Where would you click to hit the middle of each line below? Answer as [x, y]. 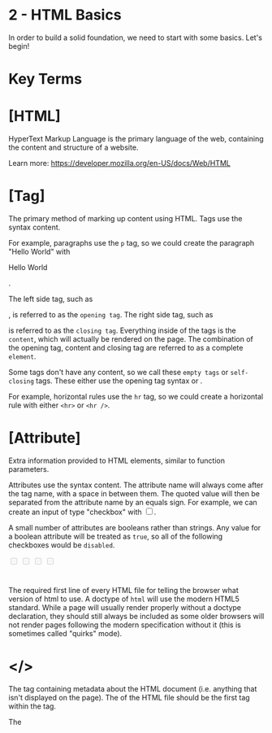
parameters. [29, 469]
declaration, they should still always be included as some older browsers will [136, 617]
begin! [19, 46]
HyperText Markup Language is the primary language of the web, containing [136, 139]
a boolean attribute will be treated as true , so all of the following [116, 536]
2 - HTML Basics [65, 15]
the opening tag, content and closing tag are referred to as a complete [126, 348]
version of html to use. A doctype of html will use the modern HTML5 [124, 599]
